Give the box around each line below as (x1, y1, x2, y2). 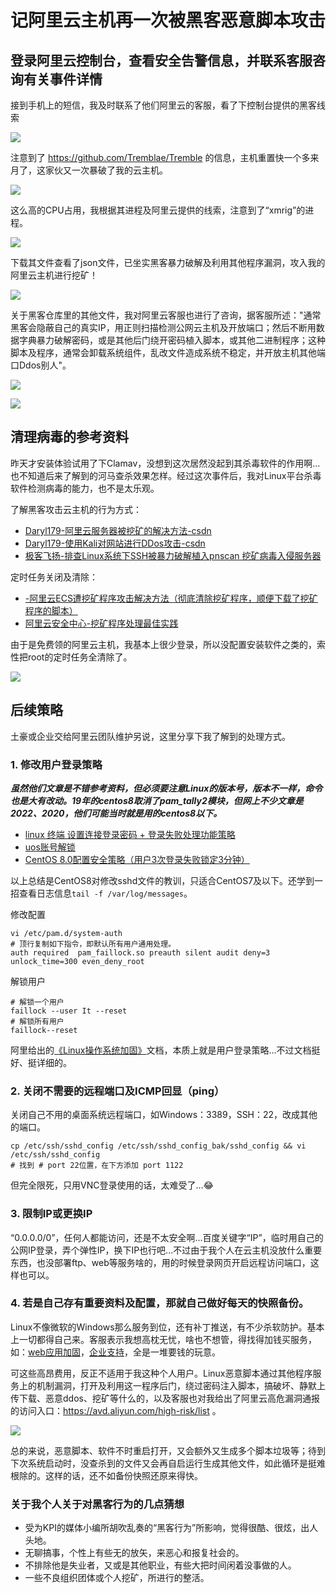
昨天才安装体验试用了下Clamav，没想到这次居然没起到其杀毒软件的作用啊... (10, 457, 321, 469)
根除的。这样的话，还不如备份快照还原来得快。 (10, 1469, 203, 1481)
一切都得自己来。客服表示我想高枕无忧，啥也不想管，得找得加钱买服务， (18, 1333, 317, 1345)
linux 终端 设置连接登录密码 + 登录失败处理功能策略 (24, 828, 236, 840)
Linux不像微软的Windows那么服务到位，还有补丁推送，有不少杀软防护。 (10, 1321, 308, 1333)
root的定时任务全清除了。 (27, 651, 133, 663)
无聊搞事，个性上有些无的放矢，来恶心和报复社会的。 (24, 1547, 245, 1559)
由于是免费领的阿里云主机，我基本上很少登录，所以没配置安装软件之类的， (10, 638, 317, 650)
